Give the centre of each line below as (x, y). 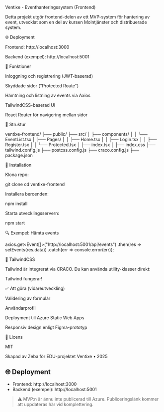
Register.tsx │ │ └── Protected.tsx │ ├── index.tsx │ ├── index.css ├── (80, 145)
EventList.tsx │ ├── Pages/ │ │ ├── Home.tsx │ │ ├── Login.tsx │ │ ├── (81, 139)
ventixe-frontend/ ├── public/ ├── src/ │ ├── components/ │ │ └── (76, 134)
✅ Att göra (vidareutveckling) (35, 288)
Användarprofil (20, 308)
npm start (15, 223)
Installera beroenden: (27, 194)
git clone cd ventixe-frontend (35, 184)
